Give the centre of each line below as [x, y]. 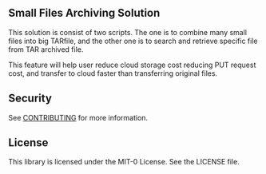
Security [30, 99]
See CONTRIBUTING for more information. [78, 117]
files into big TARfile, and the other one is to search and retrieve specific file [133, 41]
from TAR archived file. [46, 49]
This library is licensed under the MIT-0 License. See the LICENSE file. [124, 162]
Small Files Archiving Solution [84, 13]
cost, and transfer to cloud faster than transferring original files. [113, 73]
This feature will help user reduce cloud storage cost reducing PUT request [132, 65]
